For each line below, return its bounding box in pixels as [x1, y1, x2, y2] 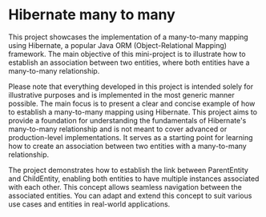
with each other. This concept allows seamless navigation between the [8, 182, 242, 191]
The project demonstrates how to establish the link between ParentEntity [8, 165, 248, 175]
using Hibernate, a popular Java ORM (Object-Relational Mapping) [8, 40, 227, 50]
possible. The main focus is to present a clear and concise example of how [8, 98, 256, 108]
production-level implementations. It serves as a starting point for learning [8, 132, 254, 142]
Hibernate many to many [8, 6, 176, 24]
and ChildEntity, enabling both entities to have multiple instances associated [8, 174, 260, 183]
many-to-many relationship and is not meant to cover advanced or [8, 124, 228, 134]
